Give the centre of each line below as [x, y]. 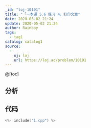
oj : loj [22, 55]
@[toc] [12, 74]
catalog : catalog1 [24, 42]
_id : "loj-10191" [23, 10]
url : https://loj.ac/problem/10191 [50, 60]
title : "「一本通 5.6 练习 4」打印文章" [43, 14]
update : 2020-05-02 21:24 [31, 23]
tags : [11, 32]
